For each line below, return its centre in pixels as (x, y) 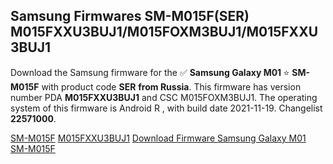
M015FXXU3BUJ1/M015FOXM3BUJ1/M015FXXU (164, 32)
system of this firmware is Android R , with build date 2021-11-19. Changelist (166, 108)
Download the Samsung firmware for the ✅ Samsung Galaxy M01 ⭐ (150, 72)
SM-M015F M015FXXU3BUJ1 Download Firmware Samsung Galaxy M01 (158, 138)
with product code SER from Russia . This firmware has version (171, 86)
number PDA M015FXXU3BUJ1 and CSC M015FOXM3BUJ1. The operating (164, 97)
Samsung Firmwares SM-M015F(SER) (130, 16)
